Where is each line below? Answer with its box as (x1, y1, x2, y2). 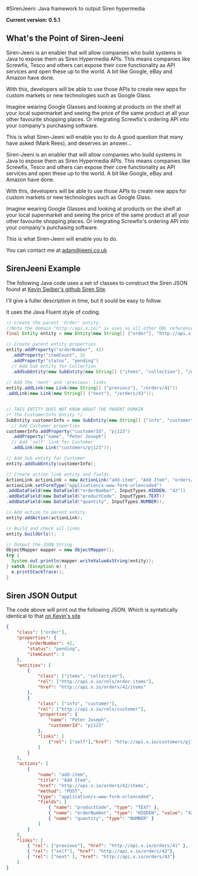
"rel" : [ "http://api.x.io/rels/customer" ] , (37, 706, 146, 712)
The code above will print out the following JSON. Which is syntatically (6, 606, 178, 613)
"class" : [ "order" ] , (16, 629, 67, 635)
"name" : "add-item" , (37, 772, 88, 778)
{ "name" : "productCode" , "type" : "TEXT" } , (48, 805, 160, 811)
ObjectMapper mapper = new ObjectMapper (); (6, 547, 115, 553)
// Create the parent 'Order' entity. (6, 320, 101, 326)
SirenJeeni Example (6, 264, 81, 274)
